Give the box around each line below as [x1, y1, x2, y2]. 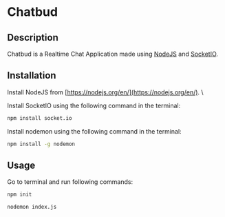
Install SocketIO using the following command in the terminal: [7, 101, 181, 110]
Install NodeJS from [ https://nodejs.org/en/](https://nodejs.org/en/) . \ [7, 87, 204, 96]
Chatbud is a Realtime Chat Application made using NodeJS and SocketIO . [7, 50, 219, 58]
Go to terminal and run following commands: [7, 178, 133, 186]
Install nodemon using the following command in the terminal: [7, 127, 182, 135]
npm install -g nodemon [7, 141, 76, 147]
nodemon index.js [7, 204, 57, 211]
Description [7, 32, 58, 43]
